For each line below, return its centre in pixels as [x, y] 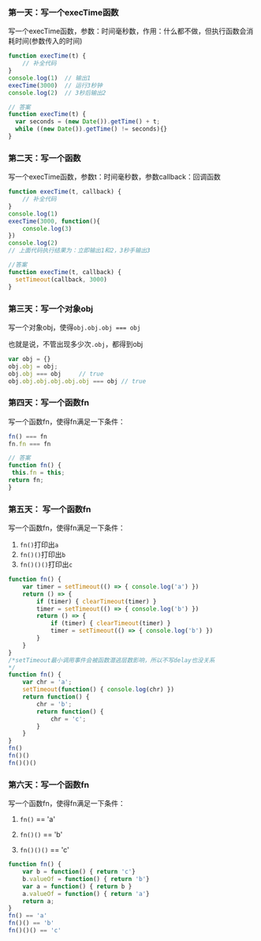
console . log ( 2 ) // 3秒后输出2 [57, 92]
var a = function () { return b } [77, 886]
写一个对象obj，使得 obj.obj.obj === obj [75, 327]
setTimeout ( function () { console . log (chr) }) [99, 690]
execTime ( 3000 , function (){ [54, 221]
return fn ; [26, 480]
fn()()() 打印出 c [46, 565]
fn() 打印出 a [39, 545]
